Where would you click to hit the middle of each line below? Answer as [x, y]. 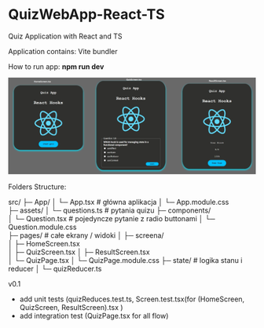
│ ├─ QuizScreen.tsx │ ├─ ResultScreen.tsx [79, 252]
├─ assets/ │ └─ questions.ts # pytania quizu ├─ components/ [110, 210]
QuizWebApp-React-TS [86, 15]
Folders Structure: [37, 187]
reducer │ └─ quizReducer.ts [55, 269]
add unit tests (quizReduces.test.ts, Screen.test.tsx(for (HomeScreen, [132, 299]
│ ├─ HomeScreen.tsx [44, 244]
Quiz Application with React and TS [65, 36]
